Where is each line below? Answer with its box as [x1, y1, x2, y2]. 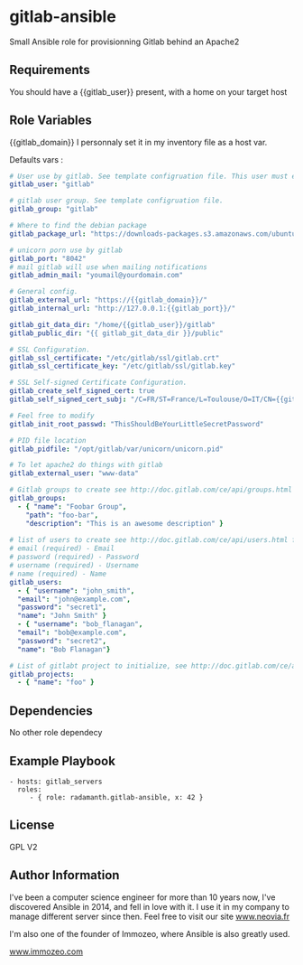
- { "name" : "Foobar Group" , [17, 501, 127, 511]
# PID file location [9, 436, 87, 445]
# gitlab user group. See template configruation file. [9, 196, 224, 205]
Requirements [9, 62, 90, 78]
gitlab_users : [9, 577, 63, 586]
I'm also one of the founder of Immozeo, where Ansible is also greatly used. [9, 928, 290, 939]
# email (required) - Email [9, 544, 115, 553]
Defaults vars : [9, 154, 64, 164]
